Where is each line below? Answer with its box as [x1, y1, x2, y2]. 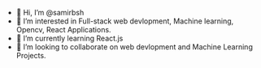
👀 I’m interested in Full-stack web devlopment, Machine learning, [15, 16, 234, 26]
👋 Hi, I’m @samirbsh [15, 8, 85, 17]
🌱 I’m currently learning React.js [15, 33, 124, 43]
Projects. [15, 51, 46, 60]
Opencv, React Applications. [15, 25, 111, 34]
